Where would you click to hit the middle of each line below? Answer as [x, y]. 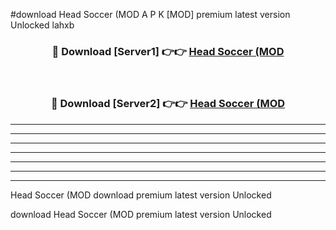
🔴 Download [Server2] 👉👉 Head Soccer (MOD [168, 104]
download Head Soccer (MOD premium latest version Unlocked [141, 214]
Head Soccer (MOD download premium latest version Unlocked [141, 195]
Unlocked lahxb [42, 25]
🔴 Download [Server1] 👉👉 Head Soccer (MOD [168, 51]
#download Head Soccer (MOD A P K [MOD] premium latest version [150, 14]
